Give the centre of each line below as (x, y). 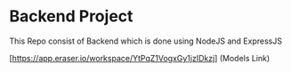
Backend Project (71, 16)
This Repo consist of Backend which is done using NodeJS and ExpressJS (146, 41)
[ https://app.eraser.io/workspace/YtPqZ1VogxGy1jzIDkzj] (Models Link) (140, 58)
